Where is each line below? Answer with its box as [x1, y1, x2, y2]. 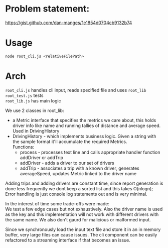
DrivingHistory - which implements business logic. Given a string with [12, 133, 156, 139]
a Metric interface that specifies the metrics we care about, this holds [12, 117, 156, 123]
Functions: [12, 144, 35, 150]
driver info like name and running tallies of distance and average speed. [12, 122, 161, 129]
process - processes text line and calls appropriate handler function [20, 149, 160, 155]
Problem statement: [5, 3, 90, 15]
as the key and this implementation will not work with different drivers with [5, 211, 159, 217]
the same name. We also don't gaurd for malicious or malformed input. [5, 216, 151, 222]
